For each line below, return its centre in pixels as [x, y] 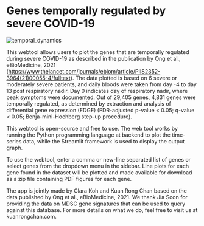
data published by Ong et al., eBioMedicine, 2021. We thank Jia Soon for [97, 197]
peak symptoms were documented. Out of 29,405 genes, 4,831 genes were [101, 97]
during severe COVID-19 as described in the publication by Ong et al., [93, 58]
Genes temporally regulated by [86, 11]
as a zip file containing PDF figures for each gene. [69, 179]
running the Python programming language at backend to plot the [89, 135]
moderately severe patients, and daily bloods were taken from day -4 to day [101, 84]
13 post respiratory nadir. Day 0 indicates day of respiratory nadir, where [97, 91]
